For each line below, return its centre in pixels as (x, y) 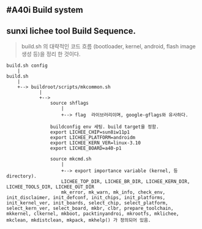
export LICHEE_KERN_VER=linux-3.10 (95, 143)
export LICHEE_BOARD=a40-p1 (86, 148)
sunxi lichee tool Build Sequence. (71, 31)
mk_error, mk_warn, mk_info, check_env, (113, 192)
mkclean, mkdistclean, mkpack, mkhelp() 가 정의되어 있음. (79, 220)
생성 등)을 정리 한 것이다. (51, 54)
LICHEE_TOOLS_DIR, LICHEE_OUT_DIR (50, 187)
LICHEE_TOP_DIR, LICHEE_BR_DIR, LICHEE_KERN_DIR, (125, 182)
